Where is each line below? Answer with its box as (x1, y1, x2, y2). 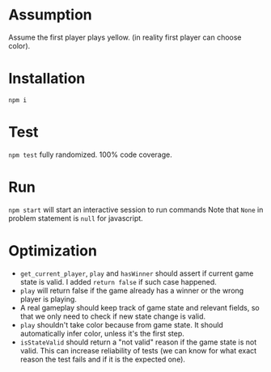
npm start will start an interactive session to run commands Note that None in (8, 205, 264, 214)
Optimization (8, 241, 97, 260)
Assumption (8, 6, 93, 24)
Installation (8, 70, 86, 88)
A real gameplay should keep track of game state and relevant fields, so (19, 302, 260, 312)
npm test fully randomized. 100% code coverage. (8, 150, 172, 159)
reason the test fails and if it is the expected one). (19, 354, 186, 364)
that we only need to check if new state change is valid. (19, 311, 206, 321)
